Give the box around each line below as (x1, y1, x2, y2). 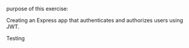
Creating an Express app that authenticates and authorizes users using (6, 17, 184, 23)
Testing (6, 35, 25, 41)
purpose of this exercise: (6, 5, 68, 12)
